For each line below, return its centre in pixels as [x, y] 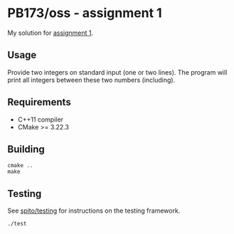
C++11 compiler [41, 119]
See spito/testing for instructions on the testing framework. [94, 211]
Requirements [39, 102]
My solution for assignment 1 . [50, 33]
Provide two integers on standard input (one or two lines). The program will [117, 72]
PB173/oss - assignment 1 [85, 13]
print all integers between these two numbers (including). [91, 80]
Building [26, 149]
